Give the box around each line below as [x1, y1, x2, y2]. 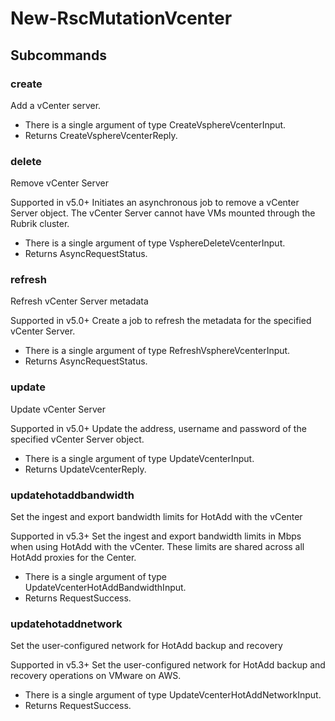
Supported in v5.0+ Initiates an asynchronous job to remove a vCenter [10, 197, 300, 209]
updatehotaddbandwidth [10, 488, 135, 502]
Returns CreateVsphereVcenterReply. [24, 129, 178, 141]
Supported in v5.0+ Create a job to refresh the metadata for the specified [10, 315, 312, 327]
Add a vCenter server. [10, 99, 102, 111]
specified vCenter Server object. [10, 433, 145, 445]
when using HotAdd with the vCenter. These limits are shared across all [10, 541, 305, 553]
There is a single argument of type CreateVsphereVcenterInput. [24, 118, 287, 131]
